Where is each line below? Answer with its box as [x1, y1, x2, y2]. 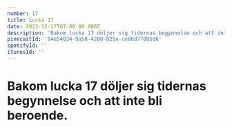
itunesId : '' [7, 49, 45, 56]
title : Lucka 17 [7, 17, 54, 23]
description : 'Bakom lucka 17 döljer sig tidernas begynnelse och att [7, 29, 215, 37]
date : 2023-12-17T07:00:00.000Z [7, 23, 100, 30]
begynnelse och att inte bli [7, 93, 162, 109]
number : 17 [7, 10, 39, 17]
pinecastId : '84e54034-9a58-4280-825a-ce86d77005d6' [7, 36, 162, 43]
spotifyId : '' [7, 42, 48, 49]
